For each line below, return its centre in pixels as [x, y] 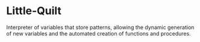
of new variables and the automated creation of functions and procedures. [98, 33]
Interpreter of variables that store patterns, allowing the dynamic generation [100, 27]
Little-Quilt [34, 11]
